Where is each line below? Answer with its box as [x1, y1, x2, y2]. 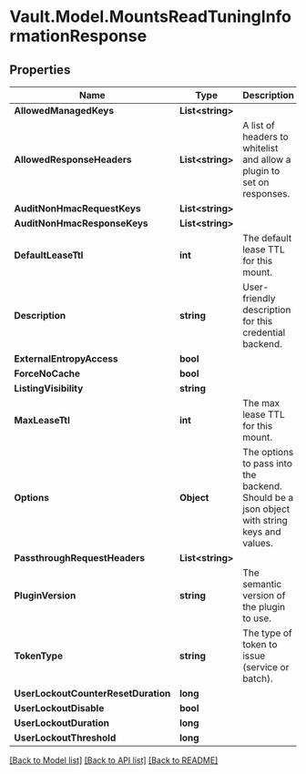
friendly [242, 292, 276, 304]
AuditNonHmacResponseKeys [14, 217, 148, 229]
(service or [242, 661, 290, 673]
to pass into [242, 457, 293, 470]
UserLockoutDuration [14, 717, 109, 729]
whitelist [242, 142, 279, 154]
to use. [242, 612, 271, 625]
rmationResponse [9, 25, 148, 46]
